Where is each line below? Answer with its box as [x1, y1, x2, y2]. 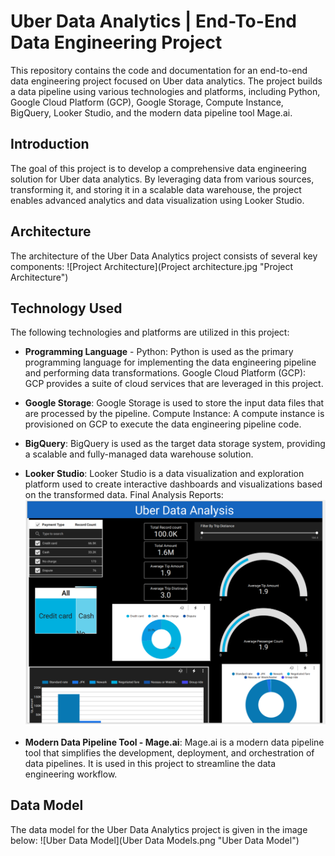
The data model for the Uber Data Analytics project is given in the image [10, 823, 308, 835]
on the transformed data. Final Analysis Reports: [24, 489, 224, 501]
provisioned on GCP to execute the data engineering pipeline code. [24, 418, 302, 430]
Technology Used [10, 300, 123, 317]
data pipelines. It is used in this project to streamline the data [24, 757, 276, 769]
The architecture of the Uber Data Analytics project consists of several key [10, 250, 318, 262]
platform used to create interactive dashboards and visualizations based [24, 478, 323, 490]
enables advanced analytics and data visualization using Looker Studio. [10, 194, 305, 206]
